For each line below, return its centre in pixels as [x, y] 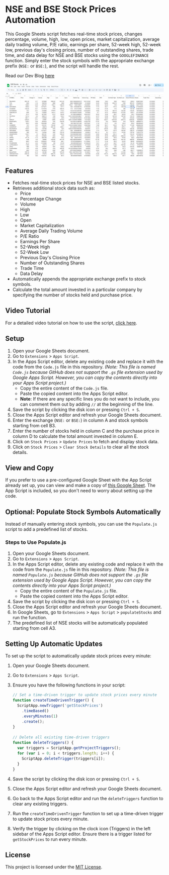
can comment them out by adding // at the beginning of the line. [87, 404]
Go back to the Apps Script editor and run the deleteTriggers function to [88, 798]
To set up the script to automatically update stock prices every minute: [78, 656]
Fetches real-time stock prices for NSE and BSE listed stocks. [76, 183]
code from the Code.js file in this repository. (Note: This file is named [84, 367]
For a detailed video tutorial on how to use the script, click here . [71, 323]
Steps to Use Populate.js [36, 542]
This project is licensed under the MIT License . [54, 867]
